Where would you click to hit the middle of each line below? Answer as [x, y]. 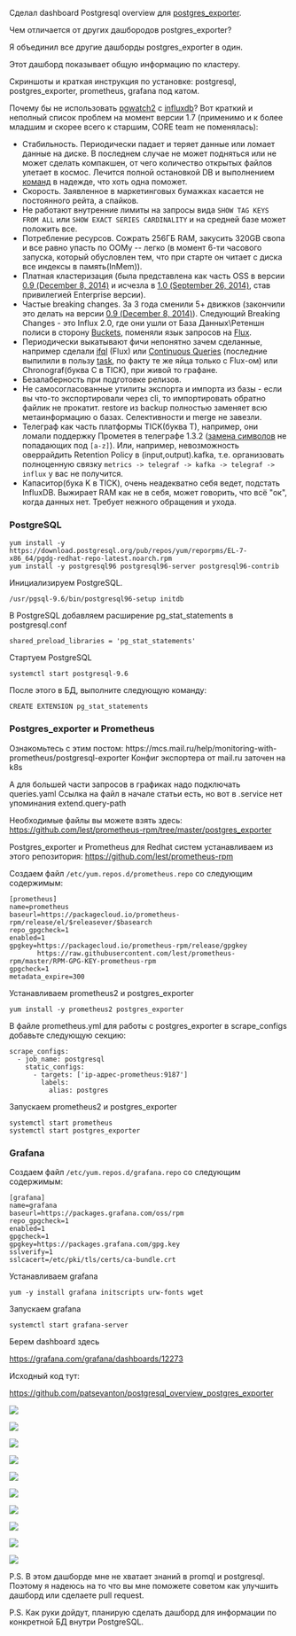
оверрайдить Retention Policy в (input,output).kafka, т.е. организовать [153, 455]
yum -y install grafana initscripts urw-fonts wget [106, 1292]
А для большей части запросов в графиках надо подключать [125, 784]
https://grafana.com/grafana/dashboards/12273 [96, 1359]
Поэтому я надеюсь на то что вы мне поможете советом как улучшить [144, 1585]
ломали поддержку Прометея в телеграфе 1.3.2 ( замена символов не [154, 436]
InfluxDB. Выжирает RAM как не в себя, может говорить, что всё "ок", [155, 492]
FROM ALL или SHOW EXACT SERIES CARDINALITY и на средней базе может [154, 219]
